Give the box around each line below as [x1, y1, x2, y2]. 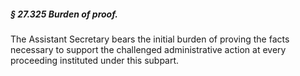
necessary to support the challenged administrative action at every [10, 43, 287, 55]
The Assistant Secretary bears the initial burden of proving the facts [10, 33, 290, 45]
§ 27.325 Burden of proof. [10, 8, 118, 20]
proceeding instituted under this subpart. [10, 54, 180, 66]
